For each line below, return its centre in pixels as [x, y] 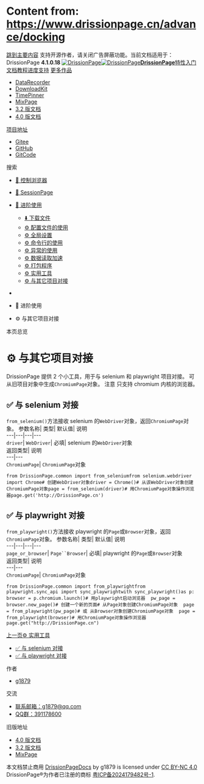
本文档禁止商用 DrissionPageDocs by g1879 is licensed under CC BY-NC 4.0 [102, 767]
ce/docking [36, 37]
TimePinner [30, 95]
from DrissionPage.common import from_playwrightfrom [76, 586]
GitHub [24, 148]
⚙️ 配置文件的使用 [46, 227]
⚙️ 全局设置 [38, 235]
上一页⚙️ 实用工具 [28, 635]
